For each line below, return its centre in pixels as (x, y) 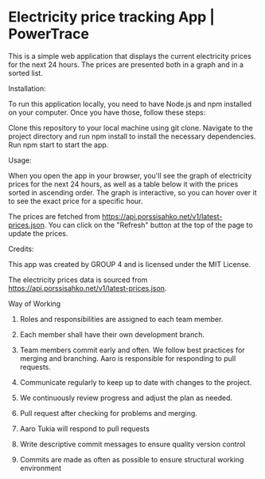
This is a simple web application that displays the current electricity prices (130, 56)
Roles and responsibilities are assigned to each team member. (121, 319)
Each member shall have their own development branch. (112, 334)
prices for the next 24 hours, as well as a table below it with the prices (123, 184)
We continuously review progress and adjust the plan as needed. (126, 398)
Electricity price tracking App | (111, 17)
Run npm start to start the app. (58, 144)
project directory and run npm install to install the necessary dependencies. (132, 136)
